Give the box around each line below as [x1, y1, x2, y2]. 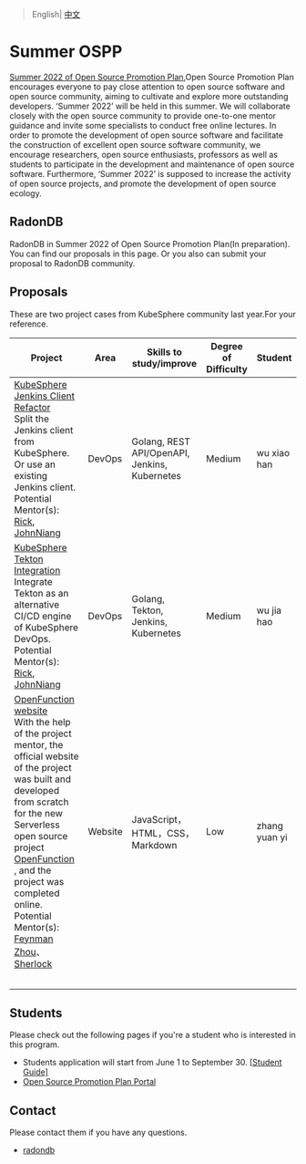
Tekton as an [14, 587, 69, 599]
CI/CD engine [14, 609, 72, 622]
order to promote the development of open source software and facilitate [9, 130, 284, 140]
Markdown [131, 838, 178, 851]
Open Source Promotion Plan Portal [22, 1076, 157, 1087]
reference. [9, 318, 48, 329]
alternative [14, 598, 60, 610]
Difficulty [206, 362, 248, 375]
